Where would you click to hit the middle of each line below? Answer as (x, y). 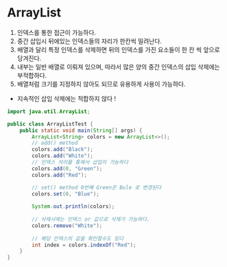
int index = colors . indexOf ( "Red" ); (84, 245)
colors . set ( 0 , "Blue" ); (65, 194)
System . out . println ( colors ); (73, 207)
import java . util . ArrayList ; (49, 111)
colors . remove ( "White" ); (67, 225)
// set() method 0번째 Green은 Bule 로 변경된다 (97, 187)
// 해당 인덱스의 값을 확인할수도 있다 (78, 238)
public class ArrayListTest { (50, 124)
